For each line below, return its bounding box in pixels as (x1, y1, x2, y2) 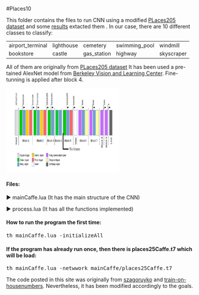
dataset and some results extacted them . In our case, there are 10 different (6, 23, 191, 30)
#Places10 (6, 5, 31, 12)
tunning (6, 76, 25, 83)
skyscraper (159, 50, 187, 57)
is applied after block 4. (26, 76, 84, 83)
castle (52, 50, 67, 57)
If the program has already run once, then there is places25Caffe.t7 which (6, 245, 193, 252)
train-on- (164, 276, 187, 283)
